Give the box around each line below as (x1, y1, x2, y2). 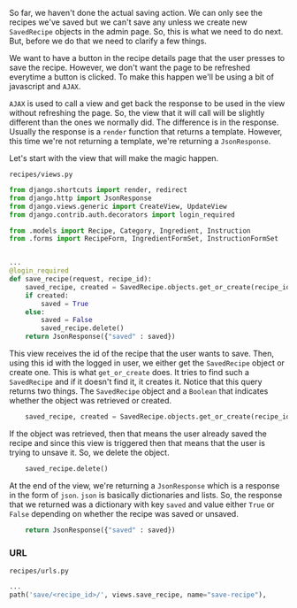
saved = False (41, 316, 93, 325)
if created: (25, 291, 69, 300)
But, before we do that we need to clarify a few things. (9, 35, 208, 46)
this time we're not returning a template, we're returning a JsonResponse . (9, 136, 271, 146)
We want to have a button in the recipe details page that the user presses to (9, 53, 286, 63)
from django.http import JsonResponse (9, 194, 152, 203)
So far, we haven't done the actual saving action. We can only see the (9, 8, 263, 18)
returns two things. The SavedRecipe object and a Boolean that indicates (9, 386, 269, 396)
